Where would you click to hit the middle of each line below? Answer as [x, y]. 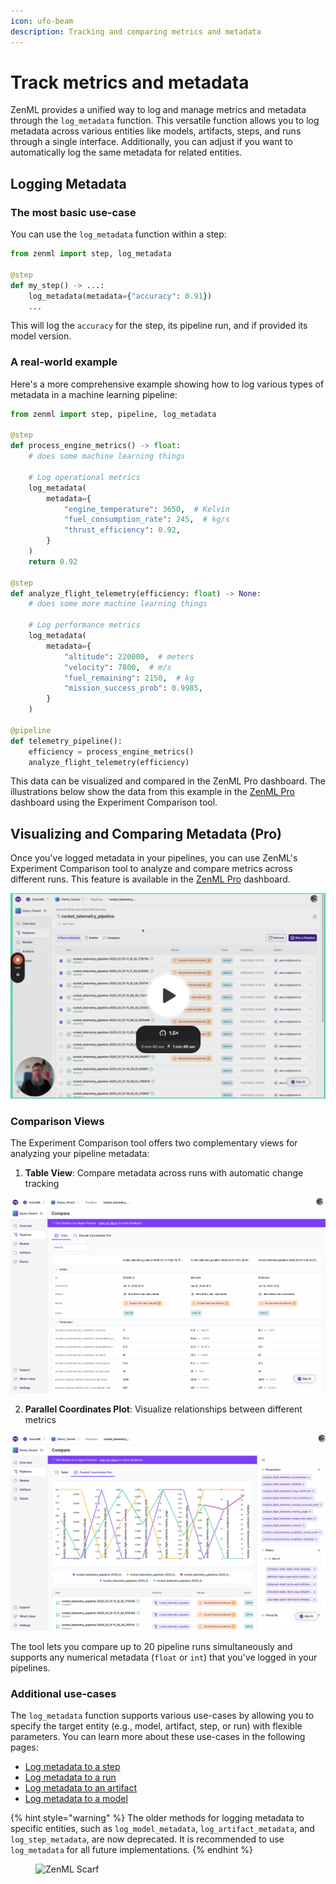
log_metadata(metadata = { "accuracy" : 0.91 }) [120, 296]
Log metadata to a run [70, 1777]
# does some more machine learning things [118, 604]
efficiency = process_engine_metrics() [111, 751]
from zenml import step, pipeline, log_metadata [113, 414]
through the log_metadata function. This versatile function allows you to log [165, 121]
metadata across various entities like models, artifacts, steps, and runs [156, 131]
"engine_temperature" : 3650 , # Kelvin [146, 509]
